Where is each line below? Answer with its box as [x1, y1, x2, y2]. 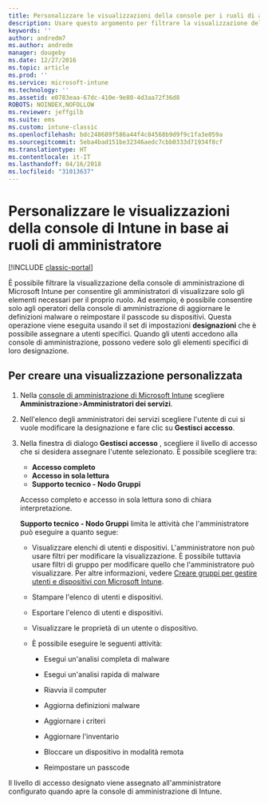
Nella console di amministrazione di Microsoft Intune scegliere [19, 390, 225, 400]
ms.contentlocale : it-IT [8, 153, 91, 161]
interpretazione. [19, 503, 73, 512]
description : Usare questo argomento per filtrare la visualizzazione [8, 19, 248, 27]
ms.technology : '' [8, 86, 69, 94]
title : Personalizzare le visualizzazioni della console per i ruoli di [8, 11, 255, 20]
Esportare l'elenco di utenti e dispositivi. [31, 607, 164, 617]
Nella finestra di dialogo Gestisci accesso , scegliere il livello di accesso [19, 438, 258, 448]
